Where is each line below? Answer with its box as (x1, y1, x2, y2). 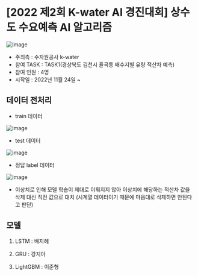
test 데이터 (14, 137, 41, 144)
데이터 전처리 (6, 95, 52, 105)
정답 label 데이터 (14, 161, 55, 169)
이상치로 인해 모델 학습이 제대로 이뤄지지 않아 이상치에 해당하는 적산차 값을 (14, 186, 191, 193)
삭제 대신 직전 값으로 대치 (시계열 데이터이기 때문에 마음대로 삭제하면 (14, 193, 176, 201)
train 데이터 (14, 112, 43, 119)
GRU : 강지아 (14, 250, 46, 257)
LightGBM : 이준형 (14, 263, 59, 270)
